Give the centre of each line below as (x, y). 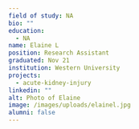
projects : (25, 75)
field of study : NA (41, 16)
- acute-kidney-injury (53, 83)
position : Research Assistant (59, 53)
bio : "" (21, 23)
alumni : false (32, 113)
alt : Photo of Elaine (45, 98)
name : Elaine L (34, 46)
